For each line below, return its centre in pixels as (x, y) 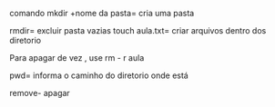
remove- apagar (40, 93)
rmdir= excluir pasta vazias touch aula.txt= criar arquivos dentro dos (138, 30)
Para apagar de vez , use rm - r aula (77, 58)
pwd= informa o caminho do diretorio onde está (99, 75)
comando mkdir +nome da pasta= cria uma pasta (102, 13)
